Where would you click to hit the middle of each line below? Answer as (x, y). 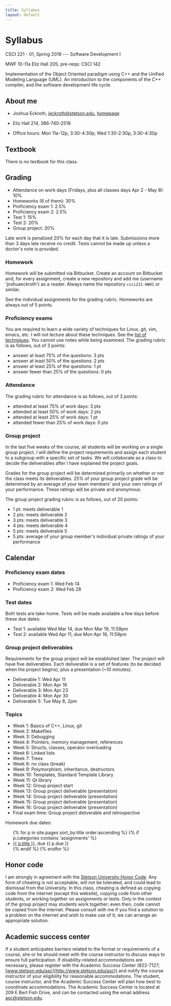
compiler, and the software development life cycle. (58, 85)
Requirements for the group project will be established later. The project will (85, 659)
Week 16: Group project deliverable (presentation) (65, 807)
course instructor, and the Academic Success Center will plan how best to (83, 982)
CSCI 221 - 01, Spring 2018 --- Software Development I (63, 54)
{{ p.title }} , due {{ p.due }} (41, 843)
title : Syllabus (22, 10)
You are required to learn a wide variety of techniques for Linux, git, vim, (81, 329)
